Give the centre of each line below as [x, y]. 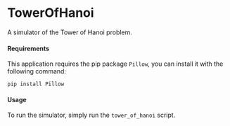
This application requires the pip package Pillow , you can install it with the [115, 64]
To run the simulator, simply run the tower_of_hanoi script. [91, 115]
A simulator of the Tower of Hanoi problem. [70, 32]
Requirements [28, 48]
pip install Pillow [36, 84]
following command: [37, 71]
